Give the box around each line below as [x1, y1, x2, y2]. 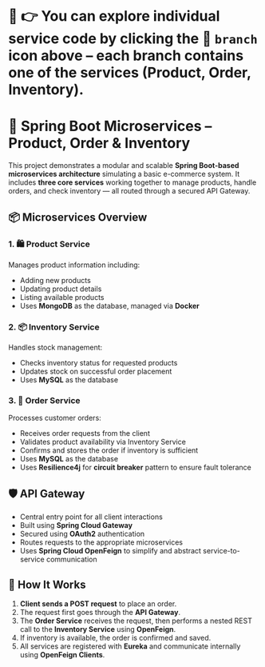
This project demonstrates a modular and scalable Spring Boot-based [8, 161, 239, 170]
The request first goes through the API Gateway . [19, 608, 181, 617]
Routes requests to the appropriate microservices [19, 537, 184, 547]
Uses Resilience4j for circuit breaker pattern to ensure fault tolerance [19, 462, 251, 473]
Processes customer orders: [8, 413, 101, 423]
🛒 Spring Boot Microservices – [8, 118, 212, 135]
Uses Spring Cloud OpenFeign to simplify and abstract [19, 546, 202, 556]
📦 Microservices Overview [8, 210, 148, 224]
